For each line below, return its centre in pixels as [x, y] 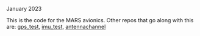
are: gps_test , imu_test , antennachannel [56, 27]
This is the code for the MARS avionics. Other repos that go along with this [100, 20]
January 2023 [24, 9]
